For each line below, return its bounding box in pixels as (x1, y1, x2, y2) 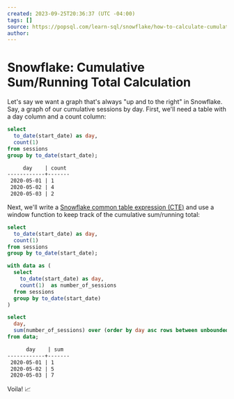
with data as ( (7, 262, 52, 269)
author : (7, 29, 30, 37)
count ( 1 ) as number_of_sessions (19, 282, 117, 289)
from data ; (7, 333, 39, 340)
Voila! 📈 (7, 385, 31, 393)
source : (7, 23, 30, 30)
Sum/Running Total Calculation (7, 75, 192, 91)
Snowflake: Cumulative (7, 60, 145, 75)
